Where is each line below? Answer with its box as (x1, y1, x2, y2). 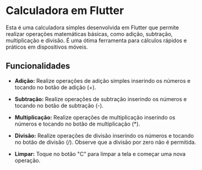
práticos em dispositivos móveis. (5, 43, 88, 51)
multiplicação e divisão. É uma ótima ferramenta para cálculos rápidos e (5, 37, 187, 44)
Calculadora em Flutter (5, 4, 124, 18)
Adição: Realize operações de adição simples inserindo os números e (14, 77, 190, 84)
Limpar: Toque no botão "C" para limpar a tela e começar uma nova (14, 150, 186, 157)
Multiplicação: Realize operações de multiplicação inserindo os (14, 113, 176, 121)
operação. (14, 157, 41, 164)
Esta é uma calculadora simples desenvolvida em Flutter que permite (5, 24, 179, 31)
